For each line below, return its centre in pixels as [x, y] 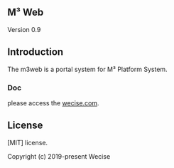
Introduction [36, 52]
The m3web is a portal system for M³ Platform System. [88, 69]
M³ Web [26, 12]
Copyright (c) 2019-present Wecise [59, 156]
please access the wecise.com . [53, 103]
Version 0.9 [24, 29]
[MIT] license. [28, 142]
